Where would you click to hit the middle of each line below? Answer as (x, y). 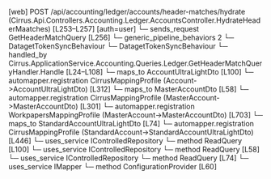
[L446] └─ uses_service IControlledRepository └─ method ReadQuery (125, 141)
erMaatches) (30, 29)
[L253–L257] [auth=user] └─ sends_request (126, 29)
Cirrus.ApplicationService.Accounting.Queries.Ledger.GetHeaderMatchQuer (135, 63)
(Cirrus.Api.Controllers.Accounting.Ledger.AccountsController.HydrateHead (135, 20)
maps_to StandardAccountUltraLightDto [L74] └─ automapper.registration (131, 124)
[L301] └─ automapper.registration (138, 106)
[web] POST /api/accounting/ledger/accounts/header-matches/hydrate (127, 12)
